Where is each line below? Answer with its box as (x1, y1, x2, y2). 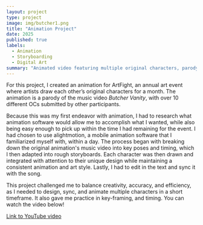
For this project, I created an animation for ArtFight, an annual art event (6, 81, 183, 89)
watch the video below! (6, 201, 65, 208)
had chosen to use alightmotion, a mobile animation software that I (6, 132, 172, 139)
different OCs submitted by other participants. (6, 101, 121, 108)
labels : (6, 43, 26, 49)
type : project (6, 14, 42, 21)
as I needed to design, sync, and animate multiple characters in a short (6, 188, 183, 195)
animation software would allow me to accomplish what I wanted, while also (6, 119, 195, 126)
